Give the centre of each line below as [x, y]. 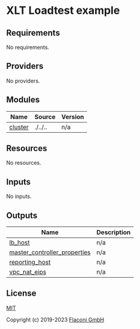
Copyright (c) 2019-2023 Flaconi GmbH [55, 319]
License [21, 293]
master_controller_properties [50, 252]
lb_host [20, 243]
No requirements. [28, 47]
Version [72, 117]
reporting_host [30, 262]
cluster [19, 127]
